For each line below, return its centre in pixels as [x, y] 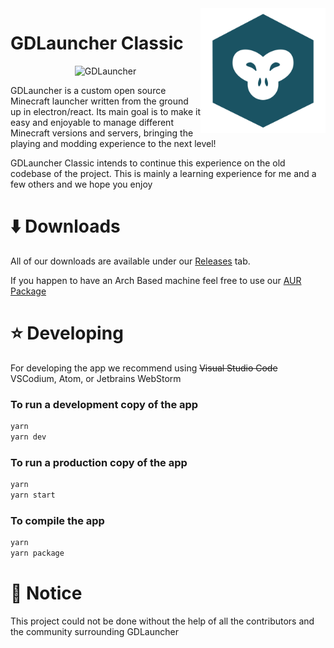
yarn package [37, 553]
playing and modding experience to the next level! [113, 143]
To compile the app [57, 520]
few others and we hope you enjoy [81, 184]
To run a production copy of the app [99, 462]
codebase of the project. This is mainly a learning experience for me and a [163, 173]
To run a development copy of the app [104, 404]
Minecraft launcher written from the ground [99, 101]
